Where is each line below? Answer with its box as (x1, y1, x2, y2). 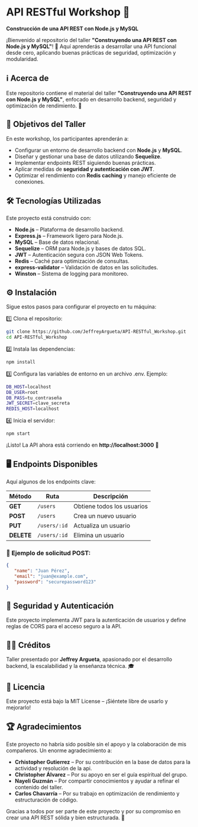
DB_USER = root (6, 389, 38, 395)
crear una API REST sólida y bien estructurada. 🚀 (6, 814, 125, 821)
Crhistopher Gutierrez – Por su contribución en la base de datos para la (14, 758, 191, 765)
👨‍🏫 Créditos (6, 640, 51, 650)
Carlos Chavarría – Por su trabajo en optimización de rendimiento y (14, 790, 180, 797)
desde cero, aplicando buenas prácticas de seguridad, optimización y (6, 49, 176, 56)
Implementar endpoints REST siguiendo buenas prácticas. (14, 159, 157, 166)
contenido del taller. (14, 783, 63, 791)
